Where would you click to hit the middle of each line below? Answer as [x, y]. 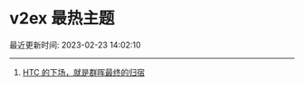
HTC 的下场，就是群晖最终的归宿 [83, 72]
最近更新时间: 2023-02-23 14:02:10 [76, 45]
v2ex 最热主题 [62, 18]
